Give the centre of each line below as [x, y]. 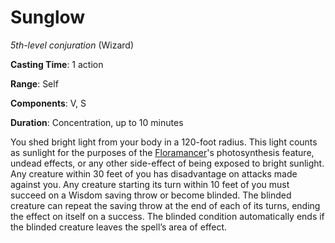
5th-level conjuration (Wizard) [72, 45]
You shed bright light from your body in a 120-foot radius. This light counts [164, 142]
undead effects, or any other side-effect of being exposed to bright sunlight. [167, 163]
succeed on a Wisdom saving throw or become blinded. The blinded [151, 195]
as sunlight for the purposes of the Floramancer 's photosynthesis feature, [162, 152]
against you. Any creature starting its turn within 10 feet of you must [150, 184]
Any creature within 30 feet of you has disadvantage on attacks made [154, 173]
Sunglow [48, 17]
